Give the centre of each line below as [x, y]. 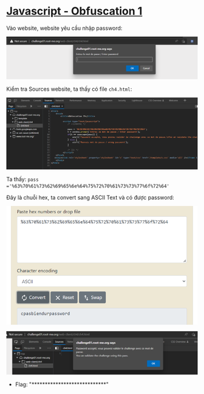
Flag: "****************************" [62, 384]
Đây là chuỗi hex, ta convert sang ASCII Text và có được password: [90, 198]
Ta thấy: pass [22, 179]
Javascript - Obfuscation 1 [74, 11]
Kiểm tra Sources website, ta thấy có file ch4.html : [69, 89]
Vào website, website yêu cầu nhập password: [64, 28]
